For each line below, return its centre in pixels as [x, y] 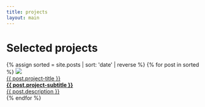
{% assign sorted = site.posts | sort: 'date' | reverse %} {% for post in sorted [103, 65]
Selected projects [52, 48]
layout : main [23, 18]
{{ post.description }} [33, 92]
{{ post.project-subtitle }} [40, 85]
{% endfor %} [24, 98]
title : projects [27, 12]
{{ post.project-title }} [34, 79]
